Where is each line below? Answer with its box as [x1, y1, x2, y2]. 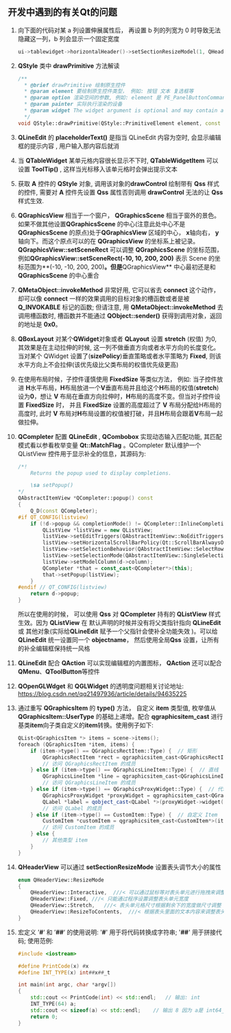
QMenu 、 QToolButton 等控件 [17, 667, 100, 676]
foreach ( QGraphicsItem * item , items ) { [17, 741, 135, 748]
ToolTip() [31, 165, 59, 173]
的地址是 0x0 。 [17, 320, 62, 328]
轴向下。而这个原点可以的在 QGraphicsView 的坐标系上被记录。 [17, 237, 199, 245]
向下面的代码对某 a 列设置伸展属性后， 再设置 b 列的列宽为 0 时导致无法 [17, 26, 221, 34]
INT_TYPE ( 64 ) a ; [30, 1001, 77, 1008]
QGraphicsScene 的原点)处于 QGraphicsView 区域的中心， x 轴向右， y [17, 228, 219, 237]
